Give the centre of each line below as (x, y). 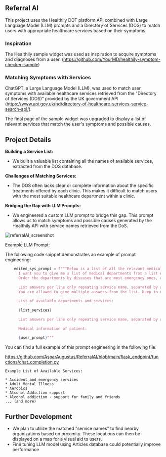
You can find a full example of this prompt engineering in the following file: (81, 347)
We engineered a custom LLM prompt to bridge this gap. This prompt (83, 215)
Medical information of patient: (53, 328)
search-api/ (17, 109)
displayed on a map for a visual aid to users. (57, 439)
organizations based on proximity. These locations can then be (76, 434)
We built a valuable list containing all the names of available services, (83, 161)
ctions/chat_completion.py (32, 362)
